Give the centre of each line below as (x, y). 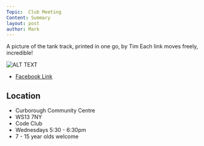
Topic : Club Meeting (34, 12)
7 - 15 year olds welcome (47, 137)
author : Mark (23, 29)
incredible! (20, 53)
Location (24, 96)
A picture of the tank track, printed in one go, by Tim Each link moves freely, (102, 46)
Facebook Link (34, 76)
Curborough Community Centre (55, 111)
